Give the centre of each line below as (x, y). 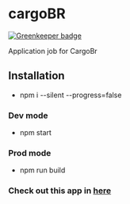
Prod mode (30, 153)
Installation (36, 76)
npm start (35, 133)
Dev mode (28, 115)
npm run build (42, 170)
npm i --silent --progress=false (71, 95)
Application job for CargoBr (53, 51)
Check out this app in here (60, 191)
